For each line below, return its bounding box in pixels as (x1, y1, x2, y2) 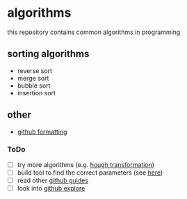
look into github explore (17, 184, 86, 193)
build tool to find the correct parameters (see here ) (17, 168, 163, 177)
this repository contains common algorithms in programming (7, 28, 181, 36)
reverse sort (17, 66, 53, 74)
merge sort (17, 74, 49, 82)
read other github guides (17, 176, 89, 184)
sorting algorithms (7, 48, 90, 60)
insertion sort (17, 88, 56, 97)
